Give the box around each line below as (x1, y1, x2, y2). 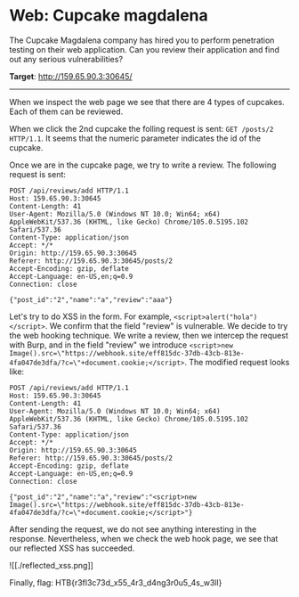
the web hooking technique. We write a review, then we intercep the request (9, 330, 289, 340)
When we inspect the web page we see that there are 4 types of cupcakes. (9, 96, 285, 107)
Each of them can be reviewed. (9, 106, 124, 117)
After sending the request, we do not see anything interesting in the (9, 523, 257, 535)
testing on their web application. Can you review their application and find (9, 44, 280, 54)
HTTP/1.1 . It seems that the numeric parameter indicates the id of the (9, 133, 261, 143)
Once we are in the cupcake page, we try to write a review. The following (9, 159, 277, 170)
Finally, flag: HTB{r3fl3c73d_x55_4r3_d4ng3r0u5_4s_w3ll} (9, 577, 222, 588)
